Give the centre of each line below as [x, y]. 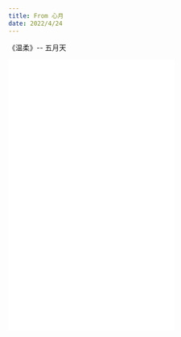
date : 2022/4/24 [35, 23]
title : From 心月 [36, 16]
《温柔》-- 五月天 [37, 47]
